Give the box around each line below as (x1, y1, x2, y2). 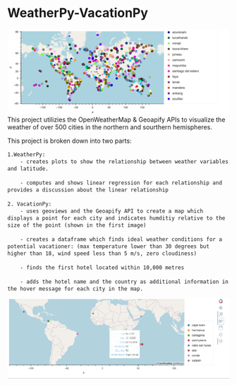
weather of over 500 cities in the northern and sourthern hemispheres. (7, 122, 213, 131)
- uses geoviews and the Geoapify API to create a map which (20, 207, 203, 215)
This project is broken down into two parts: (7, 136, 132, 145)
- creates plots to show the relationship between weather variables (20, 158, 229, 165)
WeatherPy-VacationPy (7, 5, 148, 21)
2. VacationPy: (7, 200, 52, 208)
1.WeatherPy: (7, 150, 46, 158)
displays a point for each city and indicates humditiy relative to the (7, 214, 226, 222)
